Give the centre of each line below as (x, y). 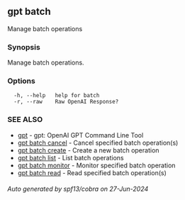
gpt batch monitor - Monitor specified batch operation (96, 165)
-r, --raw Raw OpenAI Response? (66, 102)
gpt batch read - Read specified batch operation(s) (92, 172)
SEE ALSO (25, 120)
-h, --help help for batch (57, 96)
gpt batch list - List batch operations (71, 157)
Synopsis (24, 47)
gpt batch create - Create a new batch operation (88, 150)
